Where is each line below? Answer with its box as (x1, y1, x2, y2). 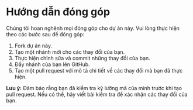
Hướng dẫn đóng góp (6, 5, 110, 19)
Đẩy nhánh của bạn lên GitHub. (14, 61, 90, 68)
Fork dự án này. (14, 42, 53, 49)
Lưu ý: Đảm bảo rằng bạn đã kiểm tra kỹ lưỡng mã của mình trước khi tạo (6, 84, 182, 91)
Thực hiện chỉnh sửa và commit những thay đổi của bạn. (14, 54, 150, 61)
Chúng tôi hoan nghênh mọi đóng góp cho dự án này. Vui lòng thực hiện (6, 25, 180, 32)
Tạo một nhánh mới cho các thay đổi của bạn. (14, 48, 125, 55)
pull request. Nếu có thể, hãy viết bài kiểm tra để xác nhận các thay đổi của (6, 91, 188, 98)
